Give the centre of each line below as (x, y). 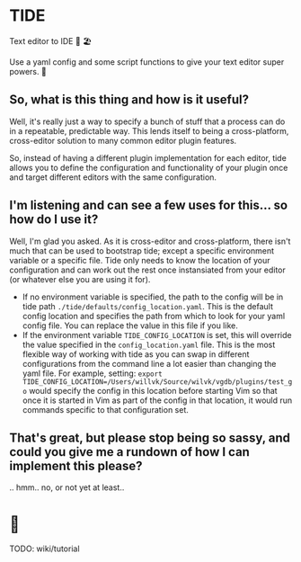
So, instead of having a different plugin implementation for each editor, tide (148, 157)
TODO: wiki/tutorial (44, 549)
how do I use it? (54, 220)
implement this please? (76, 465)
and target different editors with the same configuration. (113, 177)
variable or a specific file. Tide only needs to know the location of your (140, 260)
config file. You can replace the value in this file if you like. (130, 326)
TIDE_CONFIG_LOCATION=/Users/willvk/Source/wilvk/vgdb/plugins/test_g (157, 382)
